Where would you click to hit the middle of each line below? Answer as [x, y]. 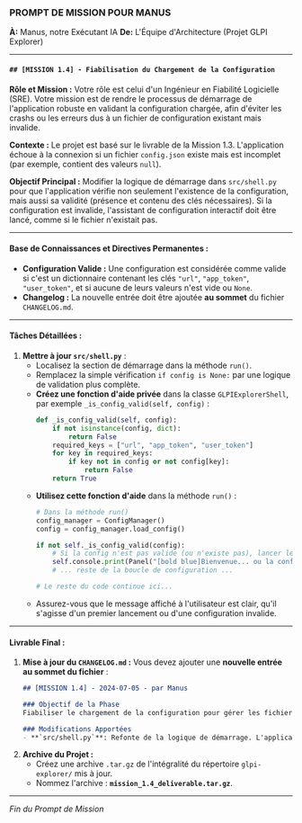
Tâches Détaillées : [46, 335]
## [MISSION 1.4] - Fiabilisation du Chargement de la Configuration [142, 69]
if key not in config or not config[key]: [149, 462]
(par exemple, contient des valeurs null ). [85, 164]
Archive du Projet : [58, 755]
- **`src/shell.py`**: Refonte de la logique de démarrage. [137, 738]
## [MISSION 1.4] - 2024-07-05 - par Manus [105, 689]
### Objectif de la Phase [71, 704]
